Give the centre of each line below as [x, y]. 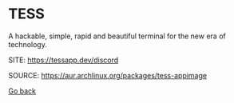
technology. [28, 44]
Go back [22, 91]
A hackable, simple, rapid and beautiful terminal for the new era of [117, 36]
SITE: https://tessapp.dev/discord [63, 60]
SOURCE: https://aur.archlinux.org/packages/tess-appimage [108, 75]
